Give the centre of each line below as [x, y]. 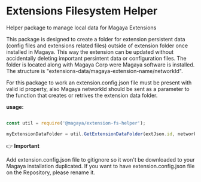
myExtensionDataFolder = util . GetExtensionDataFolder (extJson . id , [91, 134]
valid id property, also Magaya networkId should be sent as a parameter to [98, 89]
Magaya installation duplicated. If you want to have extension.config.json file [100, 166]
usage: [15, 107]
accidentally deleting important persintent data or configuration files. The [96, 58]
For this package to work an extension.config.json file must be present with [99, 83]
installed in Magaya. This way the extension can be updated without [90, 51]
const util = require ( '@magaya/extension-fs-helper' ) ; [76, 123]
